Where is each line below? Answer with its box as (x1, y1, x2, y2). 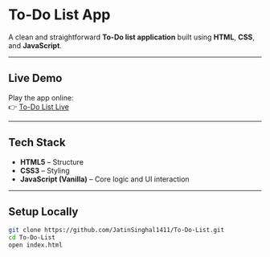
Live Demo (8, 71, 63, 85)
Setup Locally (8, 205, 79, 218)
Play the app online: (8, 92, 74, 102)
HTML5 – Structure (19, 157, 84, 166)
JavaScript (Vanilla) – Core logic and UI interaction (19, 174, 190, 184)
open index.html (8, 241, 63, 250)
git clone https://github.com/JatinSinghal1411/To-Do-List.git (8, 226, 225, 235)
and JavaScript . (8, 40, 63, 50)
